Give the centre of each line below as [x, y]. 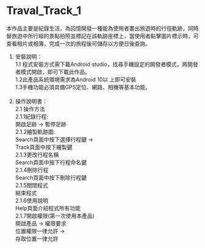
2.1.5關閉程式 [31, 185]
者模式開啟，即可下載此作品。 [52, 71]
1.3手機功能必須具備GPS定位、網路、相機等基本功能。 [83, 87]
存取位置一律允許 [37, 238]
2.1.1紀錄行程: [32, 116]
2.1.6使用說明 [32, 200]
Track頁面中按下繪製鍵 [44, 147]
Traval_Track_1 [44, 11]
